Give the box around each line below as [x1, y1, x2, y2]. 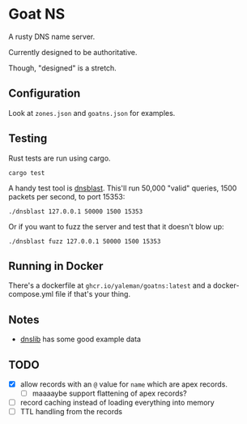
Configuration [8, 87, 81, 101]
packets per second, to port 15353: [8, 191, 126, 201]
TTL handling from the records [19, 407, 123, 417]
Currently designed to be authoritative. [8, 47, 138, 57]
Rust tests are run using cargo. [8, 153, 111, 163]
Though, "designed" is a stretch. [8, 62, 117, 73]
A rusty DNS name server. [8, 32, 96, 41]
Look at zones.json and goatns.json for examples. [8, 108, 176, 118]
